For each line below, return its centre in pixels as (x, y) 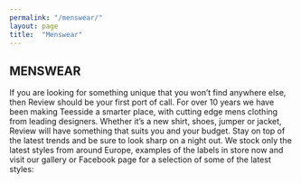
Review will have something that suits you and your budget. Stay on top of (147, 131)
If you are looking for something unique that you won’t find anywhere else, (148, 93)
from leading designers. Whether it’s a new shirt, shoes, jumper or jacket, (146, 122)
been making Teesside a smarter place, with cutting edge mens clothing (144, 112)
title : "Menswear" (46, 34)
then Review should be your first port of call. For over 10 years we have (142, 102)
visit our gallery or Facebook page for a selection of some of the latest (140, 160)
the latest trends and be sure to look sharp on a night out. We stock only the (150, 141)
